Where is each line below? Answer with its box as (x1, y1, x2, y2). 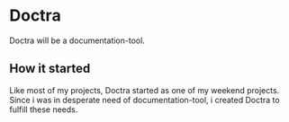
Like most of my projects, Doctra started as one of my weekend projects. (9, 84, 280, 95)
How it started (9, 61, 91, 76)
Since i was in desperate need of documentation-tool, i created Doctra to (9, 94, 281, 105)
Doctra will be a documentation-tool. (9, 35, 146, 46)
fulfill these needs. (9, 104, 78, 115)
